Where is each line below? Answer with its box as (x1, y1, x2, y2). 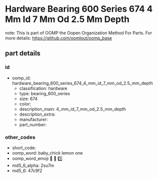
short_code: (12, 145, 36, 151)
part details (5, 49, 41, 58)
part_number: (19, 121, 47, 127)
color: (19, 101, 32, 107)
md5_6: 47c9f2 (12, 167, 42, 174)
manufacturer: (19, 116, 48, 122)
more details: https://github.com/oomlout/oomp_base (5, 35, 112, 41)
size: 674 (19, 96, 38, 101)
